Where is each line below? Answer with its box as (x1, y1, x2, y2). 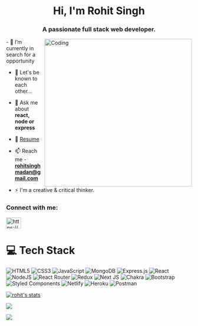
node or (14, 118, 34, 125)
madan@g (14, 168, 41, 175)
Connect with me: (6, 204, 58, 212)
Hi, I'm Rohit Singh (52, 4, 146, 18)
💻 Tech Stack (6, 243, 75, 257)
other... (14, 87, 32, 95)
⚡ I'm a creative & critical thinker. (14, 187, 95, 194)
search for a (6, 51, 36, 58)
